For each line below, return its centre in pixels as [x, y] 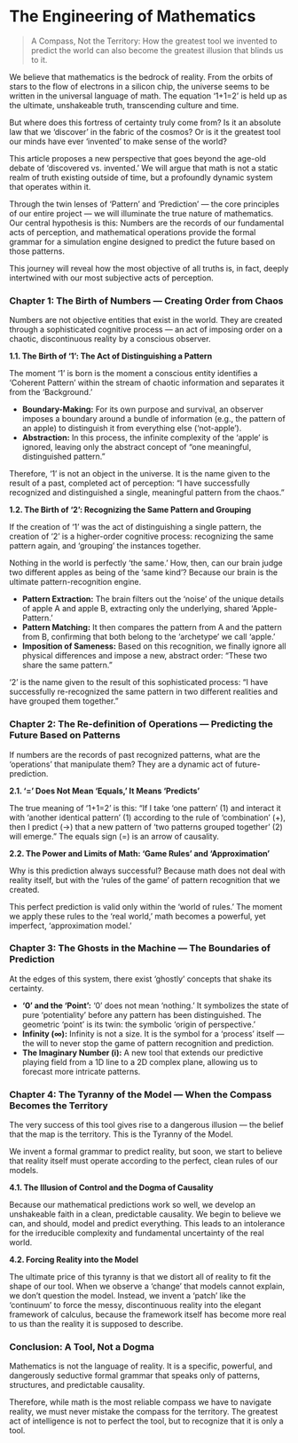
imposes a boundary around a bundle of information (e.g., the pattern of [153, 419]
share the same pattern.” [67, 665]
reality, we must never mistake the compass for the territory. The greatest [144, 1412]
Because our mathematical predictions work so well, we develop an [132, 1205]
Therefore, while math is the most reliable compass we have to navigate [141, 1402]
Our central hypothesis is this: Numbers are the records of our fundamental [147, 223]
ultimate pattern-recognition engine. [75, 582]
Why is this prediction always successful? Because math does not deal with [147, 871]
